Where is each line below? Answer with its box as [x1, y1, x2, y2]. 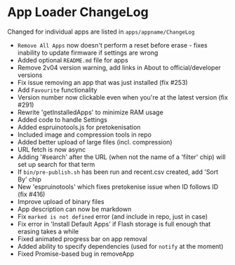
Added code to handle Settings [17, 115, 107, 123]
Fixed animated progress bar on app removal [17, 234, 147, 243]
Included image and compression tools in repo [17, 130, 152, 139]
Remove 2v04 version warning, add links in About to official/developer [17, 63, 221, 72]
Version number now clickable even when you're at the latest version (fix [17, 93, 228, 102]
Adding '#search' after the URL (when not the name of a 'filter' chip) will [17, 152, 226, 161]
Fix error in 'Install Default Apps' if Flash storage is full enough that [17, 219, 211, 228]
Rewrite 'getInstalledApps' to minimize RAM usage [17, 108, 163, 116]
